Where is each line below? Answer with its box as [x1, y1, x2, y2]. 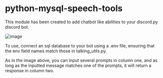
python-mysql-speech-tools [5, 3, 123, 14]
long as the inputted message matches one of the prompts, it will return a [5, 62, 151, 68]
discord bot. [5, 24, 29, 30]
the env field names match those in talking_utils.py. [5, 48, 107, 54]
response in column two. [5, 67, 54, 73]
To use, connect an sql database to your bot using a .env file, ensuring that [5, 43, 155, 48]
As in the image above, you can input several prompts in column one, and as [5, 57, 158, 63]
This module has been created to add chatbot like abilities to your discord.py [5, 19, 158, 25]
